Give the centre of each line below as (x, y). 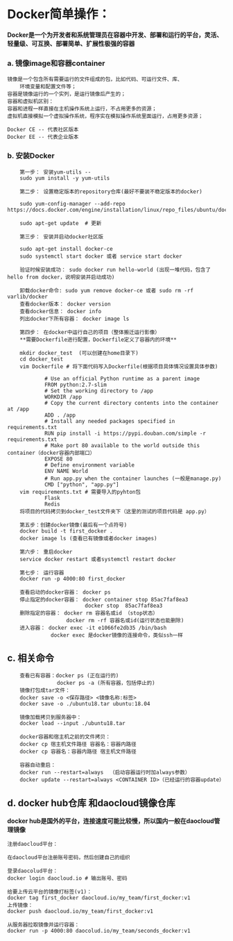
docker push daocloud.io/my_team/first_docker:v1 (80, 911)
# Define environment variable (89, 465)
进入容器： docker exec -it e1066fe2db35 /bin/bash (93, 628)
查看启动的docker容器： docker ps (65, 592)
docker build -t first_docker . (66, 531)
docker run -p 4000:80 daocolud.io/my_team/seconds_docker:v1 (99, 931)
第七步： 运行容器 (42, 573)
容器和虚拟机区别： (31, 101)
